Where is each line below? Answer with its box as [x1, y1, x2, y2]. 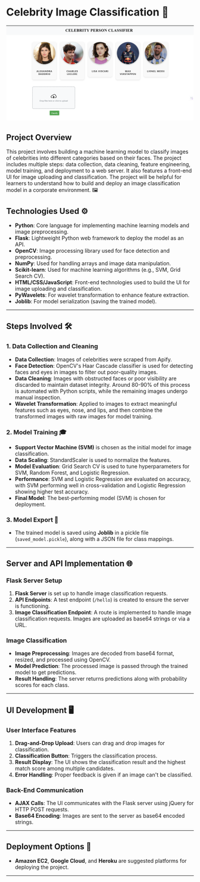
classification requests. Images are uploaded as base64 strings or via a [14, 615, 190, 622]
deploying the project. [14, 864, 69, 871]
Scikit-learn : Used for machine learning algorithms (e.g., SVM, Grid [14, 266, 181, 273]
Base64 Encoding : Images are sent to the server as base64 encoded [14, 812, 185, 819]
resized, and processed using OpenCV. [14, 656, 111, 663]
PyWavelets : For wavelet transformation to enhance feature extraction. [14, 291, 190, 299]
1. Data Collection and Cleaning [6, 342, 98, 350]
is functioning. [14, 602, 51, 610]
